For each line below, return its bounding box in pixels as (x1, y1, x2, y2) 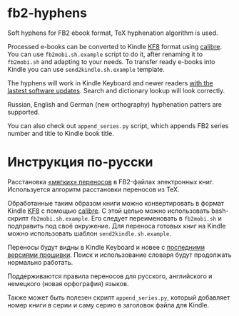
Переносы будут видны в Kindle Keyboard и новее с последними (7, 243, 205, 251)
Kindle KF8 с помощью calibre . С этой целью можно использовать (7, 206, 210, 215)
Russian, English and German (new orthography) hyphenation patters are (7, 100, 223, 108)
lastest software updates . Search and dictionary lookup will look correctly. (7, 86, 225, 95)
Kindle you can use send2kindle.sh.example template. (7, 65, 166, 73)
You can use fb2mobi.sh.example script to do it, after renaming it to (7, 50, 203, 58)
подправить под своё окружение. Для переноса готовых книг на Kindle (7, 221, 226, 230)
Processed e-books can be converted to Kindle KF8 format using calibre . (7, 42, 223, 51)
